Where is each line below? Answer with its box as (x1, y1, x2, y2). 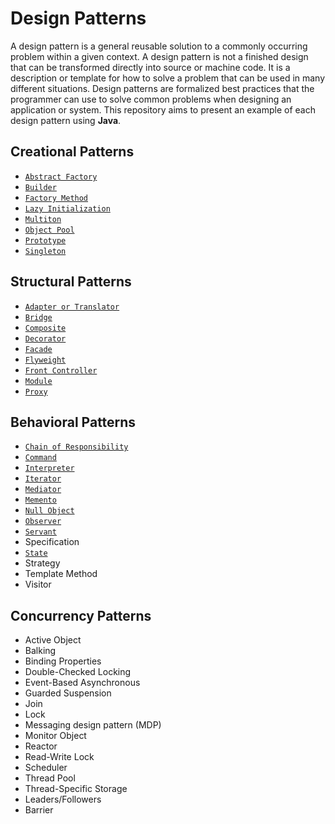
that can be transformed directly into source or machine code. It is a (10, 61, 291, 73)
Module (24, 376, 53, 386)
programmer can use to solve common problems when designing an (10, 93, 292, 105)
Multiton (24, 214, 62, 224)
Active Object (24, 634, 82, 646)
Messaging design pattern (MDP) (24, 719, 162, 731)
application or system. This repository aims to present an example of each (10, 103, 316, 116)
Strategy (24, 557, 61, 569)
